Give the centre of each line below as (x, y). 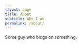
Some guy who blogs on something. (41, 37)
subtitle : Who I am (25, 19)
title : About (18, 14)
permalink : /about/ (25, 23)
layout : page (18, 10)
